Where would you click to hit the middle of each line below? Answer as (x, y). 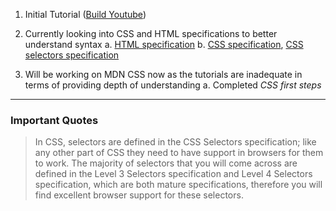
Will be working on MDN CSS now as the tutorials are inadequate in (163, 74)
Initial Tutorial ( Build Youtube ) (85, 14)
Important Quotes (54, 120)
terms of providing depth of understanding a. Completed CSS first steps (173, 85)
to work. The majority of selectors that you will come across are (166, 163)
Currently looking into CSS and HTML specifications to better (151, 33)
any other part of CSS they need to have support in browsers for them (179, 153)
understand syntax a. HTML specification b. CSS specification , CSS (164, 44)
